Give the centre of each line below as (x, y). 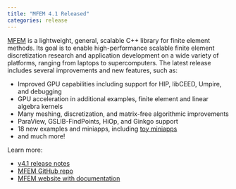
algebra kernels (40, 106)
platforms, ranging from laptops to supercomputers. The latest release (109, 63)
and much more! (41, 136)
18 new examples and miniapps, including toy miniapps (97, 129)
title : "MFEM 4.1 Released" (49, 14)
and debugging (39, 91)
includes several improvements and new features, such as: (93, 70)
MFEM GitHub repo (45, 171)
